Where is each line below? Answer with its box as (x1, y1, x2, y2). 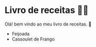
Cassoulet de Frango (11, 36, 55, 42)
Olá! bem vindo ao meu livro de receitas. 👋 (4, 21, 92, 27)
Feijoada (11, 30, 30, 36)
